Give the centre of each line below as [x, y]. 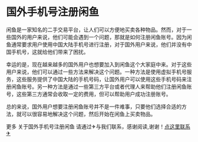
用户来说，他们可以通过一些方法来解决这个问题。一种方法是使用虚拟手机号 [96, 72]
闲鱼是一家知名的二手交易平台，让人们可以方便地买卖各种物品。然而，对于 [96, 30]
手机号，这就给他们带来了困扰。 [50, 51]
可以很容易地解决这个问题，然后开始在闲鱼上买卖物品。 [89, 114]
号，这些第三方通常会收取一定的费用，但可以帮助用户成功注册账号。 [89, 94]
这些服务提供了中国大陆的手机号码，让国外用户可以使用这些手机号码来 [101, 79]
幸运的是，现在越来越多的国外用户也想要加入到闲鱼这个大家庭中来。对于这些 [99, 64]
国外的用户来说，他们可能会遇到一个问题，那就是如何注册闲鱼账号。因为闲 [101, 37]
